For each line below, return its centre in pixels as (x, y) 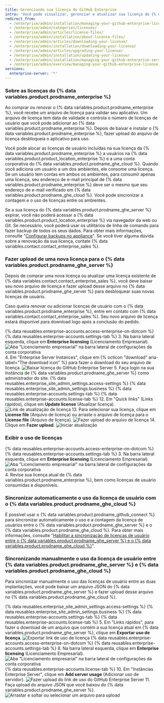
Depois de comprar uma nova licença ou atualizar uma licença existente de (81, 276)
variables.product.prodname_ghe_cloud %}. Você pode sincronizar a (74, 195)
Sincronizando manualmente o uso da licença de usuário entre (81, 558)
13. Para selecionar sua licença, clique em (114, 410)
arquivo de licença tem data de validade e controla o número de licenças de (81, 118)
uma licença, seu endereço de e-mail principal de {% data (63, 180)
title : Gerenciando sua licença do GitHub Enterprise (61, 10)
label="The (16, 363)
